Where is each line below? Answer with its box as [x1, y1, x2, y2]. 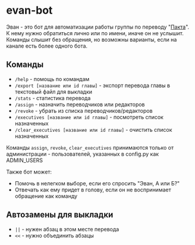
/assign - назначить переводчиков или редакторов [14, 101, 145, 108]
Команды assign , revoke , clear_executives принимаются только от [6, 144, 174, 151]
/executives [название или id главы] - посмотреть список [14, 113, 163, 120]
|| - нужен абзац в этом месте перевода [14, 225, 119, 232]
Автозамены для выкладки [6, 210, 114, 220]
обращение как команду [14, 192, 78, 200]
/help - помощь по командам [14, 75, 90, 82]
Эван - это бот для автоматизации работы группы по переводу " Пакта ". [6, 23, 190, 30]
